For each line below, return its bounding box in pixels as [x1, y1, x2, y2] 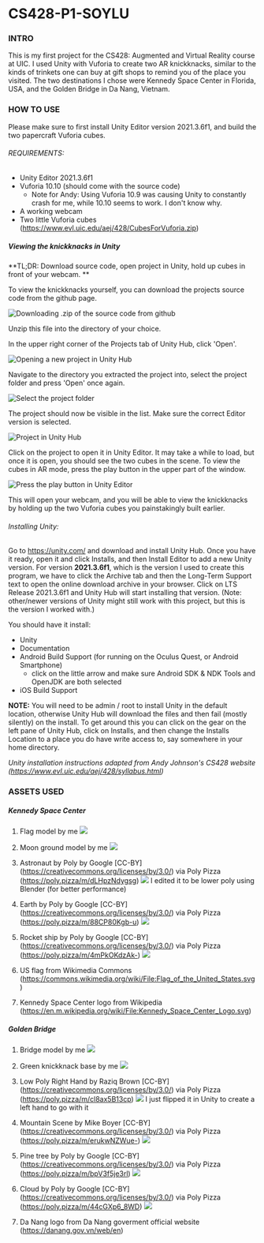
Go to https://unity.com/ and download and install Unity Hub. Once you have [8, 546, 256, 556]
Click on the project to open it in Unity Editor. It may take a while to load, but [8, 447, 255, 457]
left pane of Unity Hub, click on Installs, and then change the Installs [8, 726, 230, 736]
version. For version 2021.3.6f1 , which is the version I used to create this [8, 563, 244, 572]
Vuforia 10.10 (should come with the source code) [19, 181, 180, 190]
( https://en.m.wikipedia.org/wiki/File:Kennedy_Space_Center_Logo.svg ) [19, 1006, 252, 1016]
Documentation [19, 644, 70, 653]
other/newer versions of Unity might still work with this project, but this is [8, 597, 246, 606]
